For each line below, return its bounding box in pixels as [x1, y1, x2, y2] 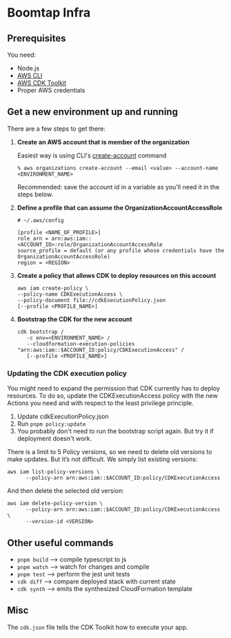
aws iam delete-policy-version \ [7, 500, 103, 507]
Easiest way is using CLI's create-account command [17, 151, 167, 160]
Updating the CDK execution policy [7, 368, 128, 378]
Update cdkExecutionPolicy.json [17, 413, 109, 421]
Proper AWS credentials [17, 86, 86, 94]
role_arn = [17, 235, 49, 242]
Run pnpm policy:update [17, 420, 86, 428]
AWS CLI [17, 71, 43, 79]
